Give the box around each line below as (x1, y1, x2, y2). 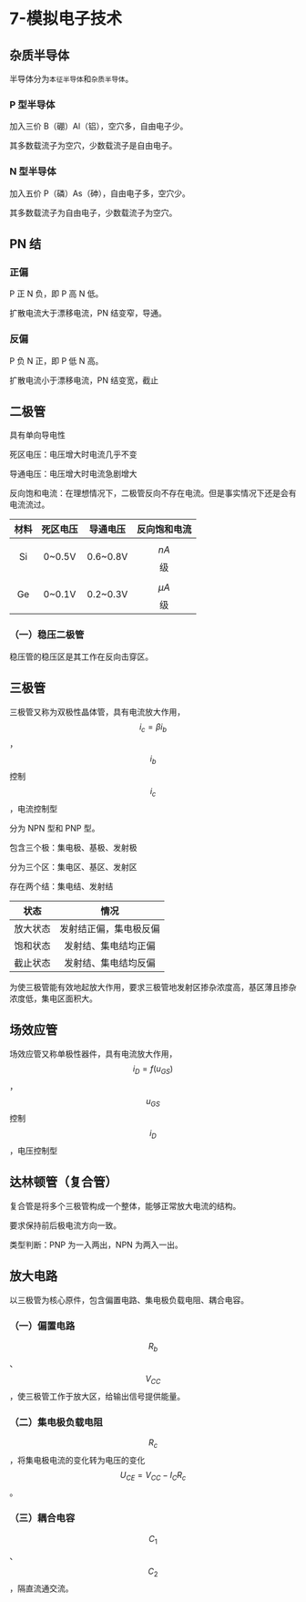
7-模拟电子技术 (9, 8, 123, 29)
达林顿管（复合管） (9, 1174, 117, 1190)
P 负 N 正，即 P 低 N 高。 (9, 355, 104, 366)
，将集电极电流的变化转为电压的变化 (9, 1454, 146, 1465)
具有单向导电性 (9, 429, 66, 440)
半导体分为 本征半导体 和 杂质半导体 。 (9, 74, 134, 84)
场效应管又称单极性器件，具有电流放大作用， (9, 1048, 178, 1059)
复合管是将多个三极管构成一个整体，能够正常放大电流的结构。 (9, 1200, 241, 1211)
